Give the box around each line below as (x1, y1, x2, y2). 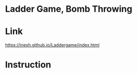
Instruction (5, 59, 51, 71)
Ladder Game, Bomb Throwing (5, 3, 133, 15)
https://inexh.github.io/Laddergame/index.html (5, 42, 100, 48)
